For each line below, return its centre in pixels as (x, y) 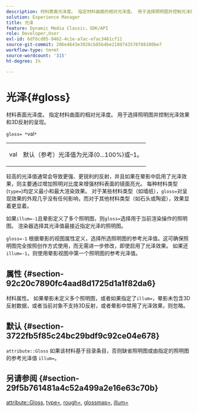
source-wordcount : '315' (37, 56)
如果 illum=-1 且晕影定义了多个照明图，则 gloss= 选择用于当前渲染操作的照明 (97, 219)
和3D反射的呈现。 (28, 122)
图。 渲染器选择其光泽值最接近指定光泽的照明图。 (66, 226)
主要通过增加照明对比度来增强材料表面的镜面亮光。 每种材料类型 (100, 184)
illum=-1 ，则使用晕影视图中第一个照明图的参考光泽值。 (74, 253)
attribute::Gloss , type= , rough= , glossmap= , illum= (67, 402)
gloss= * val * (22, 134)
